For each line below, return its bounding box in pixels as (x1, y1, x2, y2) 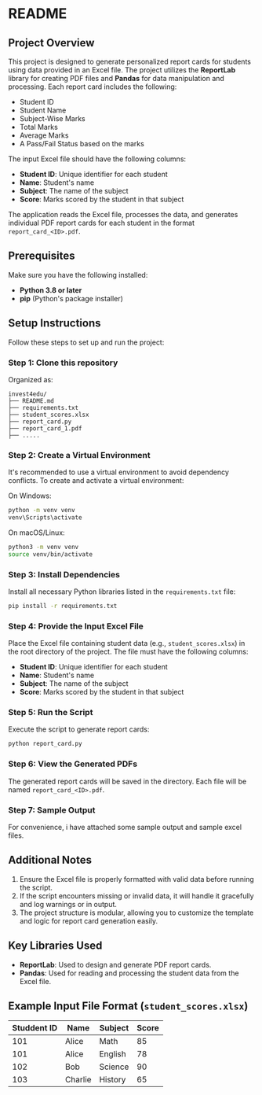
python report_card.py (8, 740, 82, 748)
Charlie (65, 1075, 92, 1086)
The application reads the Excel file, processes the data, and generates (8, 210, 238, 219)
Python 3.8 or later (19, 285, 82, 295)
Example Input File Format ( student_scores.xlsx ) (8, 999, 249, 1012)
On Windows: (8, 491, 52, 500)
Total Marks (19, 123, 59, 131)
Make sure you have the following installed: (8, 270, 148, 279)
